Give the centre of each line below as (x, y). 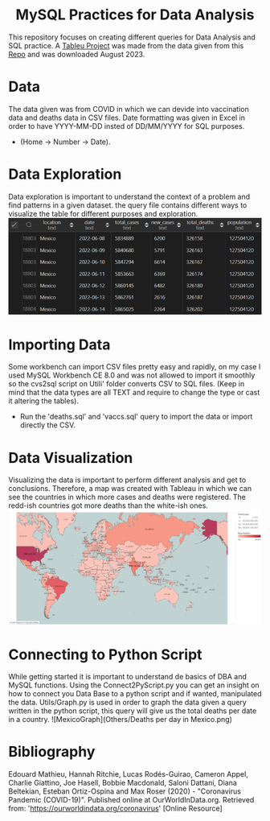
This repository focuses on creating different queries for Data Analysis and (132, 37)
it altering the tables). (43, 401)
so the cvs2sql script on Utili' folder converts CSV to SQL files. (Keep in (127, 384)
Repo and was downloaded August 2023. (77, 54)
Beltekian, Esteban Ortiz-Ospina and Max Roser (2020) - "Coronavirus (125, 791)
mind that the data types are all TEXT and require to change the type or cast (134, 393)
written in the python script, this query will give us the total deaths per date (133, 711)
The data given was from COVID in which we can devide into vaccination (129, 109)
